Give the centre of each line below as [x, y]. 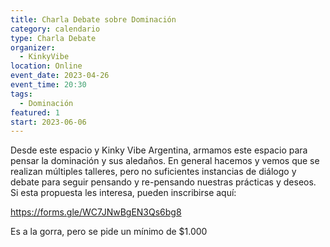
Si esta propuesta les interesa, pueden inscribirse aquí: [123, 193]
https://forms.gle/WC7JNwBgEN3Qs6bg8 [96, 212]
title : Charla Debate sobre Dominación [93, 19]
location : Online [46, 66]
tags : [21, 94]
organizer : [33, 47]
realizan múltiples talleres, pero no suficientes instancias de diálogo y [153, 172]
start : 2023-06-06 [48, 122]
